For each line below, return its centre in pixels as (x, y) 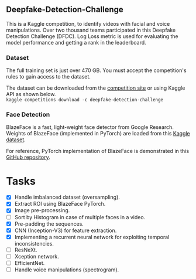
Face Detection (28, 115)
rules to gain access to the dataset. (48, 77)
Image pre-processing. (42, 210)
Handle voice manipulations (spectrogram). (67, 270)
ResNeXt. (26, 250)
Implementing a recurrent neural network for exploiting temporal (92, 237)
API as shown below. (31, 94)
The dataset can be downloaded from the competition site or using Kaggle (96, 88)
